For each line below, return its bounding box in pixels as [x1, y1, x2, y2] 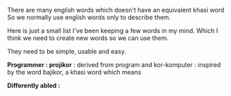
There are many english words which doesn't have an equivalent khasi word [7, 6, 225, 14]
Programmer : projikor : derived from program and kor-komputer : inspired [7, 61, 221, 68]
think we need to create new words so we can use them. [7, 34, 169, 42]
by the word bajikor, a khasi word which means [7, 68, 142, 76]
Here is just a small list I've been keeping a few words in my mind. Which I [7, 27, 219, 35]
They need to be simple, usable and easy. [7, 48, 126, 55]
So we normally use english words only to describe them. [7, 13, 171, 21]
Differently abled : [7, 81, 60, 89]
